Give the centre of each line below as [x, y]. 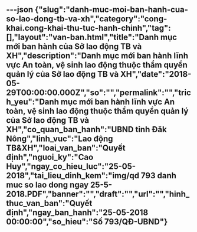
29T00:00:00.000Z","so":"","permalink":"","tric [99, 93]
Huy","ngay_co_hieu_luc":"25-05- [71, 167]
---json [20, 10]
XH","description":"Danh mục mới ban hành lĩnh [97, 56]
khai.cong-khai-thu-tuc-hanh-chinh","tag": [88, 28]
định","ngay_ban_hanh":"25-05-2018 [77, 213]
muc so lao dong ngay [47, 185]
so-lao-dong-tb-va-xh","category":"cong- [87, 19]
